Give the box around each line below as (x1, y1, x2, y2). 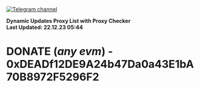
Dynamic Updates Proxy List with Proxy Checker (6, 17, 131, 24)
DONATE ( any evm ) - (6, 45, 113, 58)
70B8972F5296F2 (6, 70, 99, 84)
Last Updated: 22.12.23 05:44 (6, 24, 84, 31)
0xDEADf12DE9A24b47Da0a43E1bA (6, 58, 194, 71)
